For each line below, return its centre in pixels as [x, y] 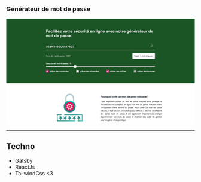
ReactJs [25, 167]
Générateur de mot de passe [48, 9]
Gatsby [24, 161]
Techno [21, 146]
